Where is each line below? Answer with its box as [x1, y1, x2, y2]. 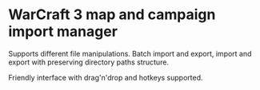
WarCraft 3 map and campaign [8, 6, 216, 24]
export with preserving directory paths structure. [8, 57, 170, 67]
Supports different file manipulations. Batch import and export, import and [8, 49, 252, 58]
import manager [8, 22, 118, 41]
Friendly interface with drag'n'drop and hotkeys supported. [8, 72, 203, 82]
